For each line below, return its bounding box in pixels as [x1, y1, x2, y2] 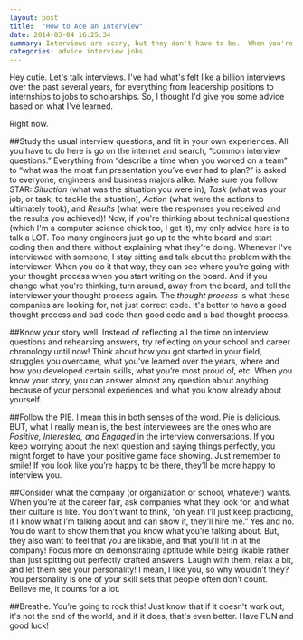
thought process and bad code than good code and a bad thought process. [9, 309, 290, 320]
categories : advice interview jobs [9, 47, 144, 56]
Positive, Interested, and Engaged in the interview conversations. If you [9, 432, 275, 442]
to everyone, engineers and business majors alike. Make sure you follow [9, 174, 279, 186]
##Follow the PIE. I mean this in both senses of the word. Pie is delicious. [9, 412, 281, 422]
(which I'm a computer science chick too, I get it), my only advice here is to [9, 223, 289, 234]
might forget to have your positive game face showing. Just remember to [9, 451, 281, 461]
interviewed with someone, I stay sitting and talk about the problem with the [9, 251, 292, 263]
